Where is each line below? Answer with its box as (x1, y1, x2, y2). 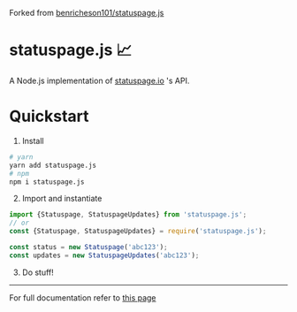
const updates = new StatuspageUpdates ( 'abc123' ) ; (9, 251, 200, 260)
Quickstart (9, 106, 90, 126)
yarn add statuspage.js (9, 161, 97, 170)
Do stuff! (21, 267, 55, 278)
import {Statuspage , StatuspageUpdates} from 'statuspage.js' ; (9, 210, 247, 219)
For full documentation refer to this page (9, 292, 156, 303)
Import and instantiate (21, 194, 103, 204)
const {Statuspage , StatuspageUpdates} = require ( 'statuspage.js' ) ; (9, 227, 267, 236)
